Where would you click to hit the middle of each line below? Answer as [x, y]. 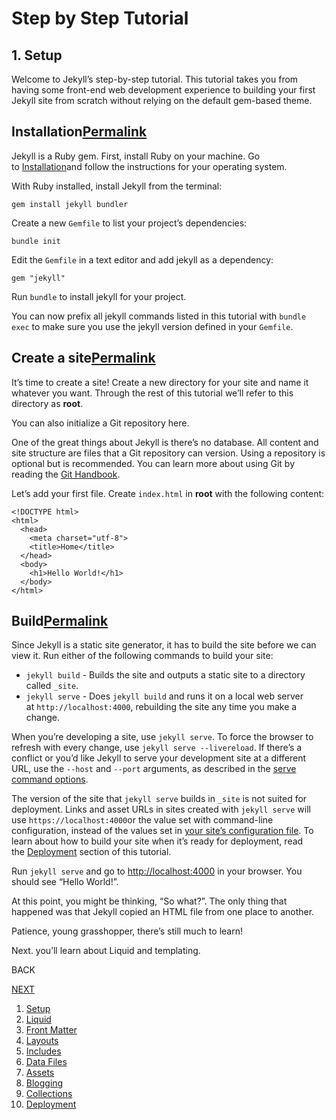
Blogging [44, 1083]
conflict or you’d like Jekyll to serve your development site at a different [159, 758]
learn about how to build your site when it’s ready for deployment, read [157, 841]
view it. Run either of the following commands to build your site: [142, 656]
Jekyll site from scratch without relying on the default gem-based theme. [162, 100]
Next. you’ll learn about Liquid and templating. [106, 951]
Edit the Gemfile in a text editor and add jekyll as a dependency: [142, 259]
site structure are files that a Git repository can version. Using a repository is [168, 453]
